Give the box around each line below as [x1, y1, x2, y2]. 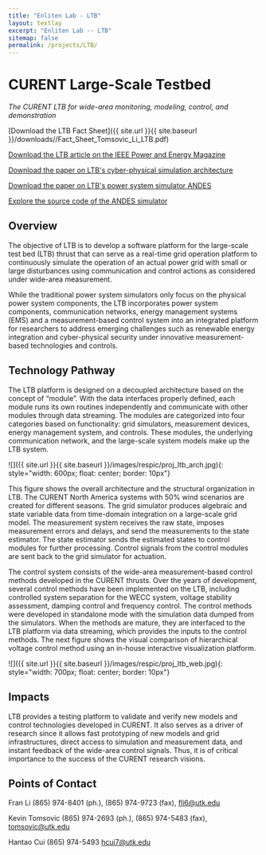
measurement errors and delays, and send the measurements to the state [8, 526, 249, 535]
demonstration [8, 111, 57, 120]
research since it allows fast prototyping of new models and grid [8, 728, 220, 738]
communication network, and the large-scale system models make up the [8, 435, 250, 445]
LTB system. [8, 444, 49, 454]
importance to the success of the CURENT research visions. [8, 754, 205, 763]
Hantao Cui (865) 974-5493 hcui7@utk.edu [8, 837, 151, 847]
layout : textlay [8, 19, 62, 27]
